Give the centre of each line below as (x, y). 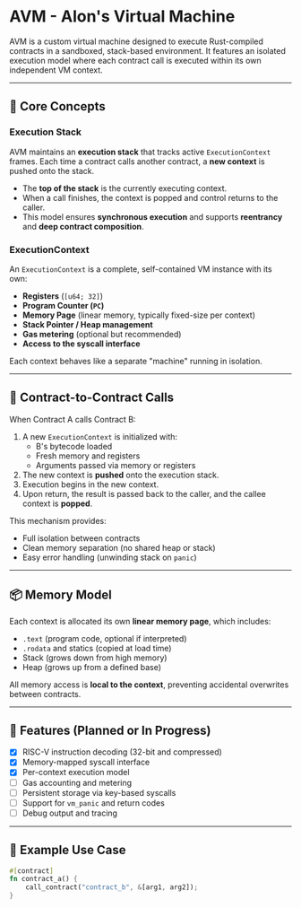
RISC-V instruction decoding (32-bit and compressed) (122, 752)
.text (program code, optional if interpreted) (104, 638)
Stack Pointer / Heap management (88, 324)
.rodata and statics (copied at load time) (97, 648)
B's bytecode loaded (74, 446)
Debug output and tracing (70, 813)
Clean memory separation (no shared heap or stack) (119, 547)
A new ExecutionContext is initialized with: (99, 436)
